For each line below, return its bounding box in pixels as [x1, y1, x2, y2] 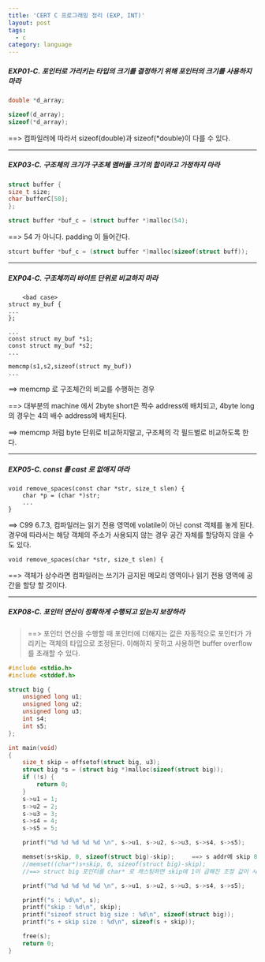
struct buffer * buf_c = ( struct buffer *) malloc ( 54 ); [8, 217, 189, 225]
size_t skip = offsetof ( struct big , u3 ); [22, 759, 160, 766]
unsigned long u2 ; [22, 700, 83, 708]
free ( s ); [22, 932, 51, 941]
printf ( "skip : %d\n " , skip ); [22, 904, 122, 912]
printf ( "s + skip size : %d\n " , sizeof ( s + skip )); [22, 918, 196, 927]
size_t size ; [8, 188, 51, 196]
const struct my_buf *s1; [8, 334, 93, 343]
